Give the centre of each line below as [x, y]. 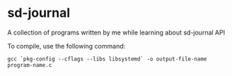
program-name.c [30, 65]
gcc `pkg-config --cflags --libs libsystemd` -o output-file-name [107, 59]
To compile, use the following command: [66, 46]
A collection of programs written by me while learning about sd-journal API [116, 32]
